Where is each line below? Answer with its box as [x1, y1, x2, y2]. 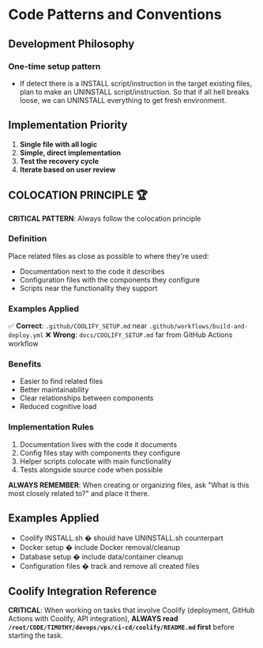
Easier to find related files [19, 377, 103, 386]
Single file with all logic [19, 139, 97, 149]
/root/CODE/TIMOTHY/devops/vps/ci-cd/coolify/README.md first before [8, 623, 235, 632]
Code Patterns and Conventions [8, 6, 223, 24]
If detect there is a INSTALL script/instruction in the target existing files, [19, 78, 253, 88]
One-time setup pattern [8, 61, 101, 72]
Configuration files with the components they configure [19, 275, 200, 284]
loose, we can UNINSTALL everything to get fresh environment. [19, 95, 227, 104]
